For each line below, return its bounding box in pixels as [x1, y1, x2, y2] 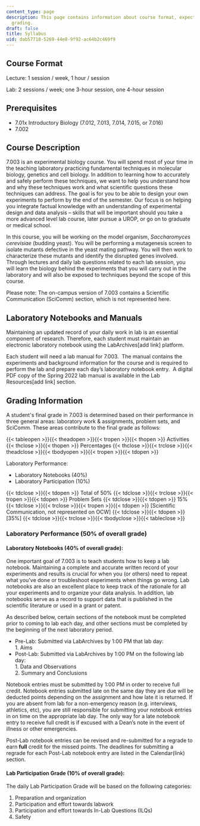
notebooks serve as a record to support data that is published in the [6, 596, 173, 603]
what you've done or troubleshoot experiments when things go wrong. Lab [6, 577, 189, 584]
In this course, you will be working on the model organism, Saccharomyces [6, 233, 190, 240]
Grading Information [6, 395, 83, 406]
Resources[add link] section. [6, 378, 76, 385]
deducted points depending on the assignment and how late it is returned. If [6, 694, 192, 701]
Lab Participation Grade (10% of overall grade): [6, 769, 125, 776]
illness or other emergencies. [6, 725, 78, 732]
